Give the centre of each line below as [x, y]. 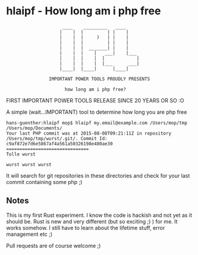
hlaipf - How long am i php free [84, 11]
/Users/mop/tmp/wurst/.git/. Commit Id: [57, 138]
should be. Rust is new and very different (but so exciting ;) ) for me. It [92, 221]
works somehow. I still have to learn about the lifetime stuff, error [86, 228]
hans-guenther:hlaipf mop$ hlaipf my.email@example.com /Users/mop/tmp [97, 123]
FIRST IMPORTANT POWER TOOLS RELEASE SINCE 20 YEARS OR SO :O [95, 100]
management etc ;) [29, 234]
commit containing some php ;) [44, 182]
